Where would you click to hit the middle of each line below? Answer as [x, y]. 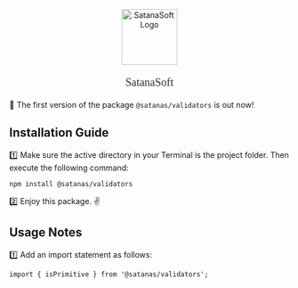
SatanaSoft [149, 82]
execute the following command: [69, 168]
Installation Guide [59, 133]
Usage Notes [46, 232]
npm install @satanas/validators [71, 184]
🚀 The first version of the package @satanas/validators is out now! [132, 105]
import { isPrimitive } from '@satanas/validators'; [109, 274]
